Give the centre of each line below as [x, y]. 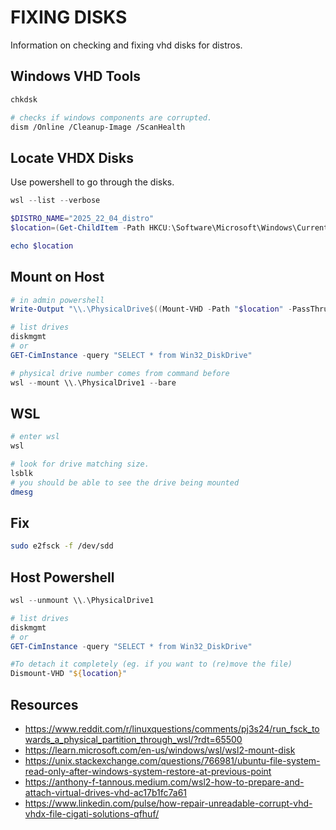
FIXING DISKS [69, 17]
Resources [44, 704]
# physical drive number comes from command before [120, 373]
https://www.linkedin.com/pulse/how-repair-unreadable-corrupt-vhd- [168, 803]
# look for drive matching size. [80, 464]
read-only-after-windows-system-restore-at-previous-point [148, 771]
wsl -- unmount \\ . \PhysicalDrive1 [82, 601]
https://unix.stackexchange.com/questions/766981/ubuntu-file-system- [172, 760]
